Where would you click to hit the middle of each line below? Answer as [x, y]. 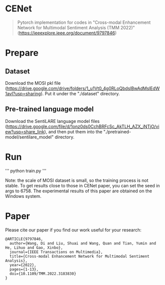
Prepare [22, 53]
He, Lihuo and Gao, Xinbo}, [34, 248]
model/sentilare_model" [29, 137]
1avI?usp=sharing [23, 93]
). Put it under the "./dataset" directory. [80, 93]
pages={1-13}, [24, 269]
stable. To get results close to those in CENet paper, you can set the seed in [82, 185]
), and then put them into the [73, 131]
